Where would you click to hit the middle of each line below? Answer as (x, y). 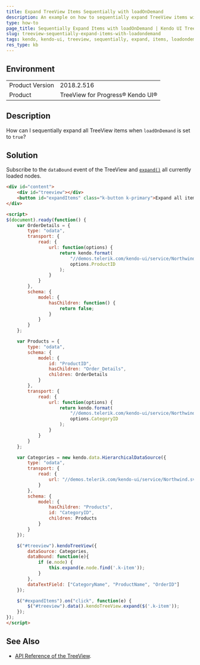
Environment (31, 69)
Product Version (32, 85)
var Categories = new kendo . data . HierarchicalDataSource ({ (92, 457)
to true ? (16, 136)
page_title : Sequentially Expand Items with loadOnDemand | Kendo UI (94, 28)
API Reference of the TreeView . (53, 655)
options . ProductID (93, 264)
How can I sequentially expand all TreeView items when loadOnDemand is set (98, 130)
